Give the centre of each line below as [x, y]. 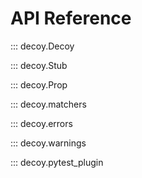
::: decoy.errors [41, 123]
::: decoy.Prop [39, 84]
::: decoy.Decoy [42, 46]
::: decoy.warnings [48, 143]
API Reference [71, 18]
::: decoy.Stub [39, 65]
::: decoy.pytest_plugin [57, 162]
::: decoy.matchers [48, 104]
